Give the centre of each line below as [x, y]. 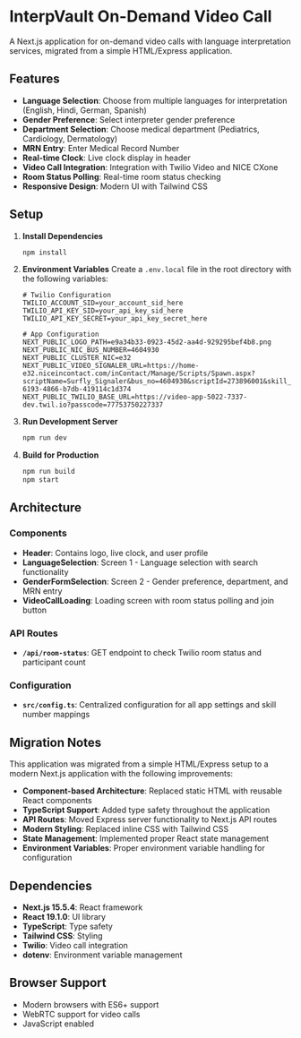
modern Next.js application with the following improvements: [121, 774]
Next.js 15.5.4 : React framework [82, 907]
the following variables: [65, 279]
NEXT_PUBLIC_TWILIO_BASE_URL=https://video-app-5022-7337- [135, 397]
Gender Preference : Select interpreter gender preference [129, 119]
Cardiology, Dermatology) [70, 138]
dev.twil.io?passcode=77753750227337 [93, 405]
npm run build [48, 472]
